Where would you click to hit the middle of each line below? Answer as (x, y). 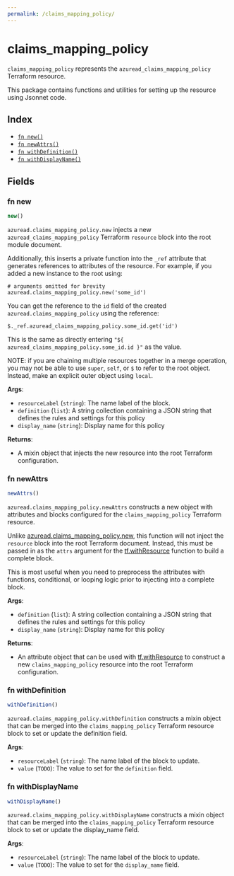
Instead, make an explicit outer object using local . (80, 375)
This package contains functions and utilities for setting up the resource (112, 90)
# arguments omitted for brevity (56, 286)
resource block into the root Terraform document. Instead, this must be (110, 543)
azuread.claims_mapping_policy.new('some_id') (77, 292)
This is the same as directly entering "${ (66, 339)
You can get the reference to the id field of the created (87, 306)
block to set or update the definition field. (67, 734)
